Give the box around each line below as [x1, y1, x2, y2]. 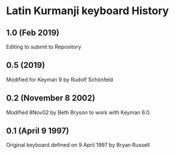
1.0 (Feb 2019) [6, 28, 59, 38]
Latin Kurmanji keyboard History [6, 4, 169, 18]
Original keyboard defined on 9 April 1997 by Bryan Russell [6, 142, 150, 149]
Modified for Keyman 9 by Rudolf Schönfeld [6, 76, 113, 83]
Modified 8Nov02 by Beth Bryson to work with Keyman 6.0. [6, 109, 151, 116]
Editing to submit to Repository [6, 43, 82, 50]
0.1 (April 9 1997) [6, 126, 69, 136]
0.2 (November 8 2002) [6, 93, 96, 103]
